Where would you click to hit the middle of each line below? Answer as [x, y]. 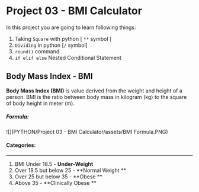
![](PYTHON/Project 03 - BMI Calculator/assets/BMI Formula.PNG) [87, 132]
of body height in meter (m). [41, 103]
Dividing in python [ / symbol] [51, 45]
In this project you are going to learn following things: [71, 27]
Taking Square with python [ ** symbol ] [63, 39]
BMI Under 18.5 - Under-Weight [54, 164]
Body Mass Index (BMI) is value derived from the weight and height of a [94, 91]
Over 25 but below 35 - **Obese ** [58, 177]
